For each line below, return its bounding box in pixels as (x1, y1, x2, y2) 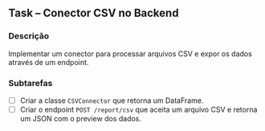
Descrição (8, 31, 50, 42)
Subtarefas (8, 77, 53, 88)
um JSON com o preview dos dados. (19, 114, 142, 124)
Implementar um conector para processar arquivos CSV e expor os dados (8, 48, 253, 59)
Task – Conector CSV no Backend (8, 6, 179, 20)
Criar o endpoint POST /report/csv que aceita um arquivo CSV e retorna (19, 104, 258, 115)
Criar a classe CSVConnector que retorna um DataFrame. (19, 96, 204, 105)
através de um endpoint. (8, 57, 89, 67)
